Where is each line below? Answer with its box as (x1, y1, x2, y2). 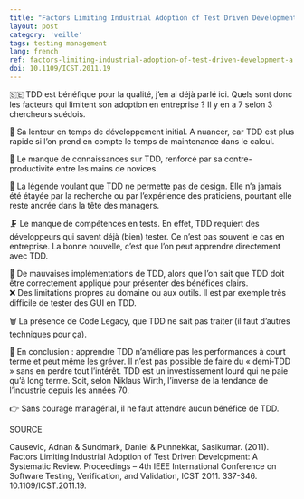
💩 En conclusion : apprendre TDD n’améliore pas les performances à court (9, 346, 287, 357)
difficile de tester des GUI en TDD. (9, 297, 138, 308)
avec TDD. (9, 250, 49, 261)
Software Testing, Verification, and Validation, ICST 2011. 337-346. (9, 470, 258, 481)
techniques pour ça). (9, 328, 88, 339)
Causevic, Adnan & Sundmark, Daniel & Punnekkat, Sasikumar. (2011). (9, 441, 270, 452)
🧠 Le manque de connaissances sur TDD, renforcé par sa (9, 153, 223, 164)
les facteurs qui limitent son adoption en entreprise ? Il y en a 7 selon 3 (9, 99, 273, 110)
